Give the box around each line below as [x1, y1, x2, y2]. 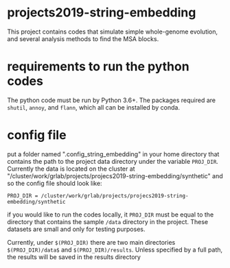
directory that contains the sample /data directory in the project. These [7, 217, 208, 226]
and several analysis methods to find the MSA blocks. [7, 34, 159, 42]
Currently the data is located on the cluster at [7, 165, 135, 173]
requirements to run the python [7, 59, 190, 75]
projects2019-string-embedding [7, 5, 196, 21]
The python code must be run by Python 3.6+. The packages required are [7, 96, 216, 104]
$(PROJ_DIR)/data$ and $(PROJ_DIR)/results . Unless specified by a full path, [7, 245, 223, 254]
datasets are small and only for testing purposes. [7, 225, 146, 233]
